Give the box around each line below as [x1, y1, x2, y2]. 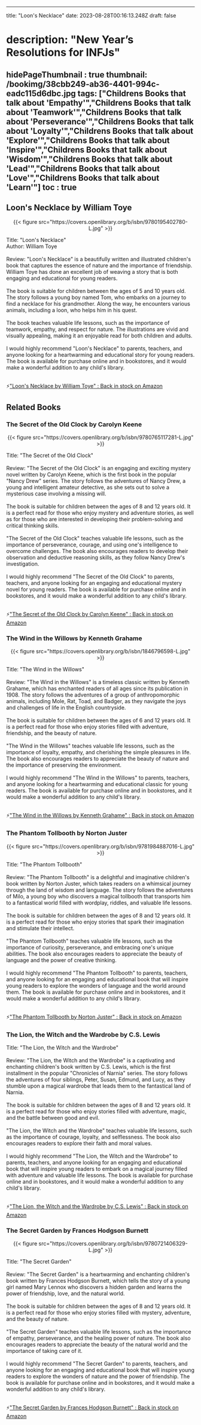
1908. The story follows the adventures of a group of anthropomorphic [6, 691, 180, 698]
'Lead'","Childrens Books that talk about [6, 163, 160, 174]
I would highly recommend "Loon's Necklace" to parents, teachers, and [6, 345, 182, 352]
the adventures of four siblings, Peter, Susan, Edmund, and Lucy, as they [6, 1076, 185, 1083]
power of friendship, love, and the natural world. [6, 1290, 125, 1297]
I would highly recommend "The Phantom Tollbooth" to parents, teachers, [6, 969, 188, 976]
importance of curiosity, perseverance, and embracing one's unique [6, 943, 174, 951]
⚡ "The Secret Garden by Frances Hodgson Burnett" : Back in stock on [6, 1404, 179, 1411]
